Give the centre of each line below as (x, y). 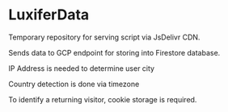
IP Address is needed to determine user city (82, 68)
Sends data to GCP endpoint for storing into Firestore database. (114, 52)
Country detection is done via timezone (74, 84)
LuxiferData (49, 15)
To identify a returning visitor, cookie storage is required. (103, 99)
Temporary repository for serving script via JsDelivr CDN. (104, 37)
